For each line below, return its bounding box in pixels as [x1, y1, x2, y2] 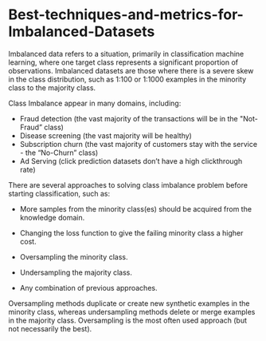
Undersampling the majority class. [19, 268, 133, 277]
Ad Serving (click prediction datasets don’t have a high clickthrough [19, 156, 243, 165]
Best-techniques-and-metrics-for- [8, 6, 244, 24]
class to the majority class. [8, 82, 96, 93]
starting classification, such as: [8, 188, 110, 198]
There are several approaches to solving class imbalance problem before [8, 180, 248, 189]
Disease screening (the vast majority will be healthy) [19, 130, 193, 141]
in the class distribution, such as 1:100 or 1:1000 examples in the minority [8, 74, 247, 84]
